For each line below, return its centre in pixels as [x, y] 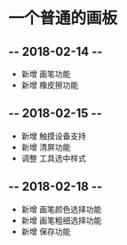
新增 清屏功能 [46, 146]
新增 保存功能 [46, 231]
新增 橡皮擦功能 [50, 85]
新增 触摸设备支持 [53, 136]
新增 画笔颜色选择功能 [61, 209]
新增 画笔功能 [46, 74]
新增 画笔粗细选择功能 [61, 220]
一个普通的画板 [63, 18]
